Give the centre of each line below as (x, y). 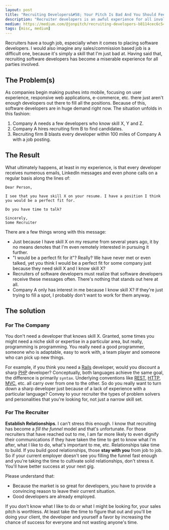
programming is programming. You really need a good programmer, (75, 347)
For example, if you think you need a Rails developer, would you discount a (82, 367)
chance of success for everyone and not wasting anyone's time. (72, 522)
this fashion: (18, 113)
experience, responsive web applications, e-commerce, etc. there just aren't (84, 97)
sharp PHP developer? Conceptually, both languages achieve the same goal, (84, 372)
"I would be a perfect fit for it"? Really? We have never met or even (81, 258)
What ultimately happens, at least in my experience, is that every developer (83, 167)
